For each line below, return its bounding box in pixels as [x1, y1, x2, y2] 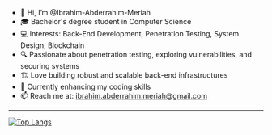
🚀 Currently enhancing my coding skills [19, 82, 151, 91]
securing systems [19, 61, 80, 70]
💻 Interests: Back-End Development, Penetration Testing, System [19, 29, 240, 38]
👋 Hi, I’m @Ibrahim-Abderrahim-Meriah [19, 8, 151, 17]
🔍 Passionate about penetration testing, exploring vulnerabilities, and [19, 49, 253, 59]
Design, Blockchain [19, 40, 85, 50]
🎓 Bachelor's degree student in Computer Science [19, 17, 192, 26]
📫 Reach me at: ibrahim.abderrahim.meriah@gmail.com [19, 91, 208, 100]
